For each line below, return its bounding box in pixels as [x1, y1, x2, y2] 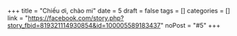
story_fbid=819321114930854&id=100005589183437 [7, 21, 161, 29]
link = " [7, 14, 28, 22]
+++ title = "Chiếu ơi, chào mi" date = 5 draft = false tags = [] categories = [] [7, 7, 231, 15]
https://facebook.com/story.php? [28, 14, 125, 22]
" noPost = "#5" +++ [160, 21, 221, 29]
